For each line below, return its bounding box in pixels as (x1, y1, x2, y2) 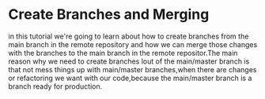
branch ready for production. (8, 81, 103, 91)
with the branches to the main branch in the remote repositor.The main (8, 48, 238, 57)
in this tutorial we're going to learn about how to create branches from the (8, 31, 249, 41)
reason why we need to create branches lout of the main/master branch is (8, 57, 250, 66)
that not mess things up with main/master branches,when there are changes (8, 64, 257, 74)
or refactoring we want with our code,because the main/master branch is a (8, 73, 252, 82)
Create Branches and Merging (8, 5, 210, 24)
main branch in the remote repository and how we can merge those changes (8, 39, 258, 49)
